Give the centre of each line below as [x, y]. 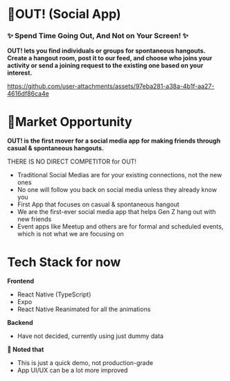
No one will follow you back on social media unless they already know [117, 190]
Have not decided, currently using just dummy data [90, 336]
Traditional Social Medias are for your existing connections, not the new [120, 175]
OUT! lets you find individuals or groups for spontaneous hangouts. [106, 51]
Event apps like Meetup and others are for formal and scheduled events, [120, 227]
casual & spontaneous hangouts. [56, 148]
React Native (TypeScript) [54, 294]
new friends [34, 219]
